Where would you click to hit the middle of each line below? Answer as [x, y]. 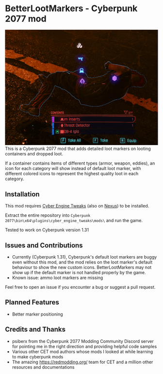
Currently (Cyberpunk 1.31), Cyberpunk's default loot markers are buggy [84, 257]
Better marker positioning [37, 314]
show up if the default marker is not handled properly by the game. [79, 273]
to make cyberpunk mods [38, 356]
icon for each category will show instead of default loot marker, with [73, 168]
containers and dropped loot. [34, 154]
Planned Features [32, 302]
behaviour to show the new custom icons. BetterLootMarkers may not [82, 267]
